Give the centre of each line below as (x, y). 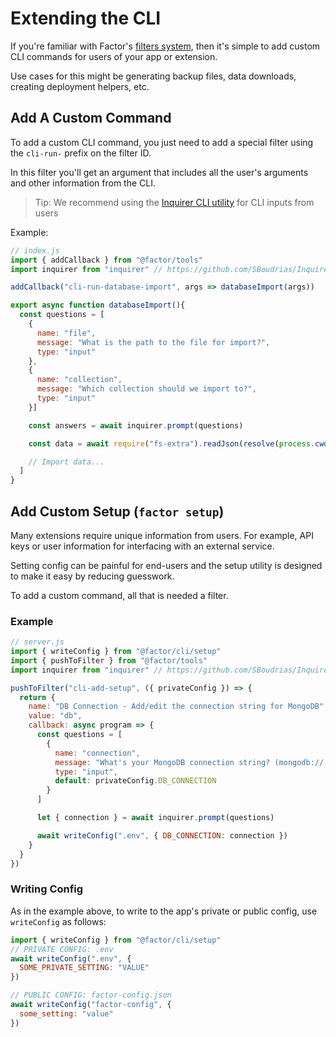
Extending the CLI (86, 18)
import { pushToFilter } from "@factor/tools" (109, 660)
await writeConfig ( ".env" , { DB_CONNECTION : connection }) (162, 835)
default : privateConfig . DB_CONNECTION (135, 781)
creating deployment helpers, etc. (80, 86)
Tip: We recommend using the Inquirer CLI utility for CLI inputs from (174, 202)
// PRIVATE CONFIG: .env (62, 949)
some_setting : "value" (66, 1013)
